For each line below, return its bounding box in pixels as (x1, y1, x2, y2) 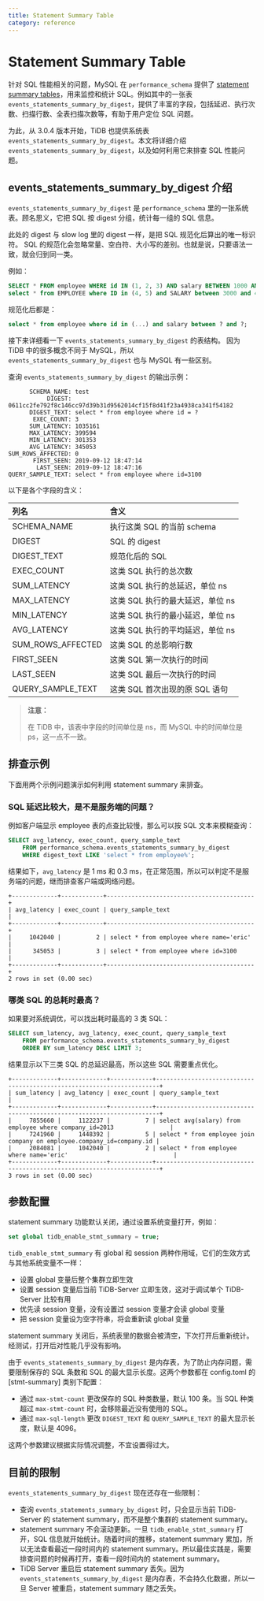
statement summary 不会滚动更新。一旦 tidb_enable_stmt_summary (19, 1525, 235, 1534)
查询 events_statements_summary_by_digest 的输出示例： (8, 372, 191, 381)
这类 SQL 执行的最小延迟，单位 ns (109, 610, 236, 621)
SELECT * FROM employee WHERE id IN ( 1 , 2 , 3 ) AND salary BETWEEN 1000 (8, 282, 248, 290)
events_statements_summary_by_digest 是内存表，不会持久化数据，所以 (19, 1573, 249, 1584)
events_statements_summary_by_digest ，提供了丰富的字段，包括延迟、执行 (8, 99, 249, 109)
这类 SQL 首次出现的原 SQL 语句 (109, 683, 229, 694)
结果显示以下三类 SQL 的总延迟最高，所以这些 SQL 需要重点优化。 (8, 1059, 222, 1068)
